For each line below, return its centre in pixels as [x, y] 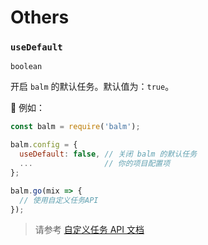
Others [40, 17]
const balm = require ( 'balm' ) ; [75, 127]
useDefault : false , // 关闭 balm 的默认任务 [108, 154]
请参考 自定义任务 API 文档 [89, 230]
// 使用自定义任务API [59, 200]
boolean [26, 67]
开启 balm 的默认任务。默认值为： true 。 [92, 87]
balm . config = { [44, 145]
